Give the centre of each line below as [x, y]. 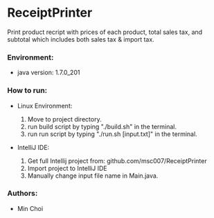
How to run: [27, 90]
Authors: [23, 194]
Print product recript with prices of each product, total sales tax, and [105, 32]
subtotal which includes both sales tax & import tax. [81, 39]
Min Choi [30, 208]
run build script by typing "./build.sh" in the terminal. [102, 126]
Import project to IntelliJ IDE [67, 168]
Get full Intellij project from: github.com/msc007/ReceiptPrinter [117, 160]
